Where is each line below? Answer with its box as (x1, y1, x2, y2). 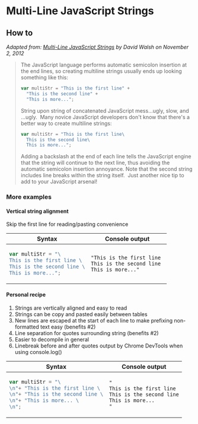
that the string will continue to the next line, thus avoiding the (20, 159, 170, 167)
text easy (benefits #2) (40, 323, 96, 330)
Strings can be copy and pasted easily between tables (14, 310, 148, 318)
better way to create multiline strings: (20, 120, 112, 127)
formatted (14, 323, 40, 330)
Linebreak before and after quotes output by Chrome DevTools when (14, 342, 183, 349)
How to (6, 28, 33, 38)
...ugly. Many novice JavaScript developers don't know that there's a (20, 113, 190, 120)
